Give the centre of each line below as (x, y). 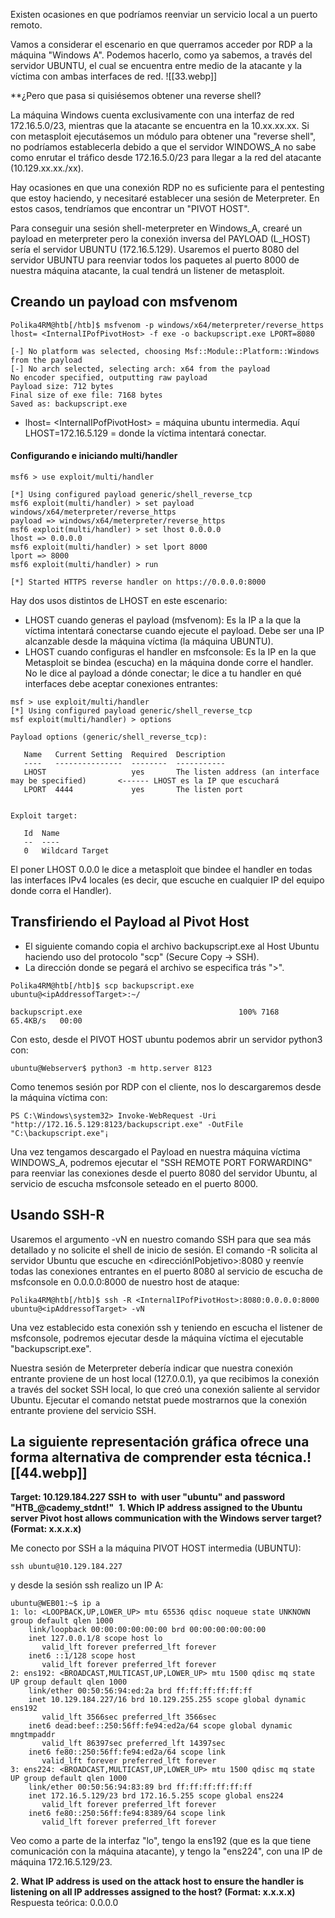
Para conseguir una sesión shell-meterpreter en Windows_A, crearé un (156, 228)
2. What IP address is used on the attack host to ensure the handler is (157, 1881)
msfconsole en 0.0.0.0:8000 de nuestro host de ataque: (125, 1281)
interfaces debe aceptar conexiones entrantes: (121, 684)
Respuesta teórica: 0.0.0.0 (64, 1903)
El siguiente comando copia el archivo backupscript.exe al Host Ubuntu (172, 946)
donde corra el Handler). (61, 891)
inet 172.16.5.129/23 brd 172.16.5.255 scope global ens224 (156, 1796)
